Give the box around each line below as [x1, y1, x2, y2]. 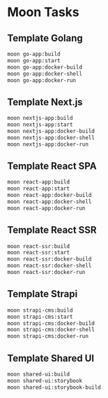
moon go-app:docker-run [7, 76, 77, 84]
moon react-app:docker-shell [7, 198, 92, 205]
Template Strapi [7, 288, 78, 300]
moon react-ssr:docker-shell [7, 262, 92, 270]
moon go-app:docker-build [7, 64, 82, 71]
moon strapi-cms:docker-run [7, 333, 89, 340]
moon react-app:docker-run [7, 205, 86, 212]
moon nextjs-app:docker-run [7, 141, 89, 148]
